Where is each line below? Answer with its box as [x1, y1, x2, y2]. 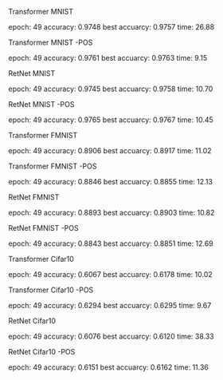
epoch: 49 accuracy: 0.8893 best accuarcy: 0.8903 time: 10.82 [8, 208, 215, 217]
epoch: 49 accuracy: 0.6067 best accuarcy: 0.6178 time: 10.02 [8, 270, 213, 279]
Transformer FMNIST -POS [8, 161, 97, 171]
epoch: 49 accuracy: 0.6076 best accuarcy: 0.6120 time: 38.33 [8, 331, 214, 341]
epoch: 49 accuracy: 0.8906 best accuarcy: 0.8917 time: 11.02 [8, 146, 212, 155]
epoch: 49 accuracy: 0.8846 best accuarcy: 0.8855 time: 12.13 [8, 177, 213, 186]
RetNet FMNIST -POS [8, 224, 79, 232]
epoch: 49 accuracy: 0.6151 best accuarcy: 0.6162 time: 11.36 [8, 362, 209, 372]
